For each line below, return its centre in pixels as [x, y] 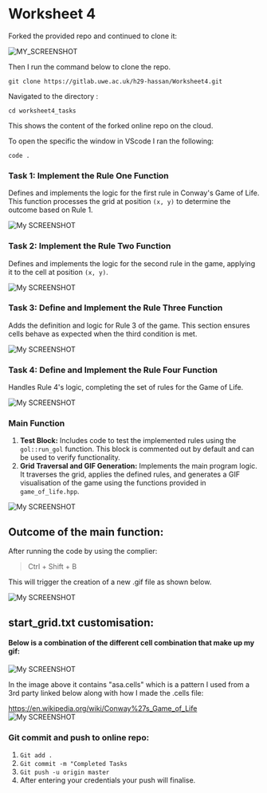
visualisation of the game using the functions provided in [113, 483]
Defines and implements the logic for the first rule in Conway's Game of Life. [134, 193]
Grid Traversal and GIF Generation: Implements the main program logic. [138, 466]
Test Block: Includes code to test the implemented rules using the [128, 441]
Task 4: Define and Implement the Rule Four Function [113, 370]
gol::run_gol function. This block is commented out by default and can [137, 449]
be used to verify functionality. [70, 457]
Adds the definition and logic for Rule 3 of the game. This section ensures [129, 325]
